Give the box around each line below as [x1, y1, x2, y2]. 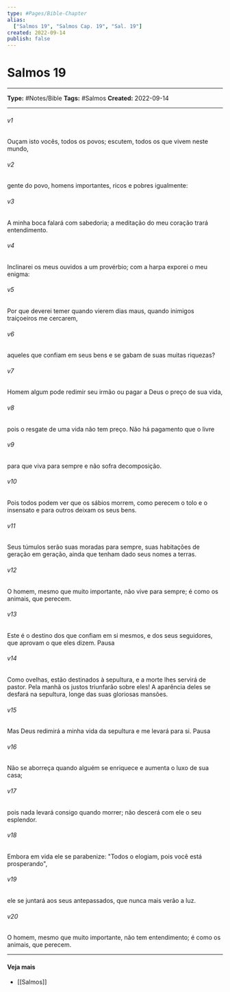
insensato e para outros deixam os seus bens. [7, 506, 137, 514]
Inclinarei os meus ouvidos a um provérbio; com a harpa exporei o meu [7, 262, 207, 271]
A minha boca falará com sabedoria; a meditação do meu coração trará [7, 219, 209, 227]
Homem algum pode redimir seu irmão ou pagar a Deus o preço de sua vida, [7, 388, 223, 396]
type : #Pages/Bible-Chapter [7, 10, 88, 17]
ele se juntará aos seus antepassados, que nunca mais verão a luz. [7, 896, 196, 904]
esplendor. [7, 815, 38, 823]
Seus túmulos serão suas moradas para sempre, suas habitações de [7, 543, 200, 551]
